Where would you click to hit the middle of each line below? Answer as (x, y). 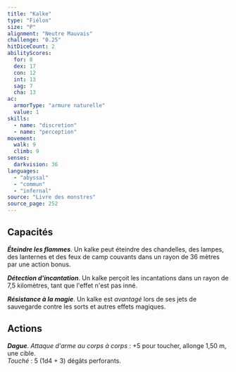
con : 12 (25, 73)
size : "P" (22, 27)
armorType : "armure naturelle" (60, 106)
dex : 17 (25, 66)
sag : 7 (23, 86)
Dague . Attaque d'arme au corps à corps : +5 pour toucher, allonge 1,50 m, (117, 345)
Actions (25, 329)
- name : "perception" (45, 132)
